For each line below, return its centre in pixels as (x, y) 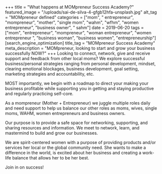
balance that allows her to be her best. (51, 158)
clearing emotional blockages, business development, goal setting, (72, 69)
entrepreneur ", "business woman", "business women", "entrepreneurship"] (81, 38)
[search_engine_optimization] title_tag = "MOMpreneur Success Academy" (80, 43)
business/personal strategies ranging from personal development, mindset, (81, 63)
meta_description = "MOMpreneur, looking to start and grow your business (80, 48)
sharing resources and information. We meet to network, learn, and (72, 128)
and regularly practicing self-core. (39, 94)
